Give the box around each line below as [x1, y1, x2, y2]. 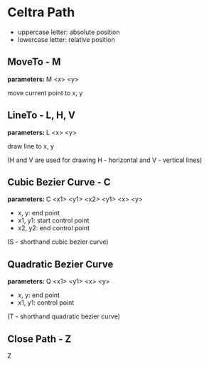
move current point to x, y [7, 88, 83, 97]
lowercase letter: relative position [17, 35, 115, 43]
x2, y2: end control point [17, 224, 90, 232]
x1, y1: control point [17, 298, 75, 307]
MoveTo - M [7, 56, 61, 68]
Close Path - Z [7, 333, 72, 345]
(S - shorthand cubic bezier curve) [7, 237, 109, 246]
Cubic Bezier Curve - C [7, 176, 112, 188]
